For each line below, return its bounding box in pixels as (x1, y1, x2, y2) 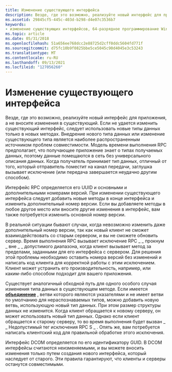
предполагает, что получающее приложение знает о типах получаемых (5, 147, 163, 154)
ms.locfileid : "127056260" (5, 65, 63, 70)
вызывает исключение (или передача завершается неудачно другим (5, 169, 157, 175)
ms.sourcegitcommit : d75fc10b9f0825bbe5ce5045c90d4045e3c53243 (5, 46, 143, 51)
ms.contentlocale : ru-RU (5, 55, 58, 60)
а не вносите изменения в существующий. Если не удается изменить (5, 120, 158, 126)
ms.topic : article (5, 31, 45, 36)
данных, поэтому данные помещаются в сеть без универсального (5, 153, 151, 159)
